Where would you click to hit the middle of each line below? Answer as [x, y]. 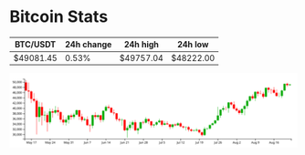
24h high [142, 45]
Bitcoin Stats [59, 17]
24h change [89, 45]
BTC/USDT [36, 45]
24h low [193, 45]
